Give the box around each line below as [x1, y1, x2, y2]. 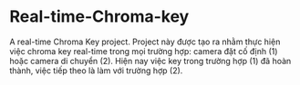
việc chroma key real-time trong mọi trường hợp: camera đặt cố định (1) [9, 45, 278, 56]
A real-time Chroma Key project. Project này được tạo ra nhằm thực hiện [9, 36, 281, 47]
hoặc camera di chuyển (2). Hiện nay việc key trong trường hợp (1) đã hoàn [9, 55, 292, 66]
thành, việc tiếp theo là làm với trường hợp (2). [9, 65, 183, 76]
